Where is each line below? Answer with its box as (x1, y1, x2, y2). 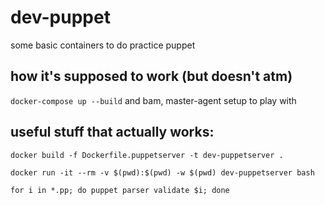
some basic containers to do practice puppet (10, 39, 196, 51)
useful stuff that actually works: (10, 124, 215, 141)
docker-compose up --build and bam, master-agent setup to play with (10, 94, 297, 106)
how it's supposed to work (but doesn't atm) (10, 68, 293, 85)
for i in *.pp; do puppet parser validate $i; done (10, 185, 230, 195)
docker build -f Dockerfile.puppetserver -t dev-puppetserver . (10, 150, 284, 160)
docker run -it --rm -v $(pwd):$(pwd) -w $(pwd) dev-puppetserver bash (10, 167, 315, 178)
